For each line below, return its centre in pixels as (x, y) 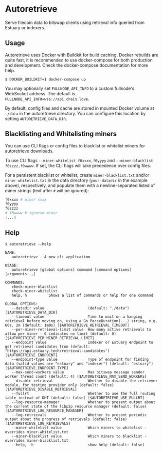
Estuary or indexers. (25, 27)
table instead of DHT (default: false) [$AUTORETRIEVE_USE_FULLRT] (75, 398)
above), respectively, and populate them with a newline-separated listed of (80, 185)
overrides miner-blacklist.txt (37, 440)
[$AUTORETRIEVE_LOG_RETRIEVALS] (38, 423)
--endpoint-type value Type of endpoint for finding (80, 359)
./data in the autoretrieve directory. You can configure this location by (75, 113)
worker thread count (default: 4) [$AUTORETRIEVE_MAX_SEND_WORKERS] (76, 376)
